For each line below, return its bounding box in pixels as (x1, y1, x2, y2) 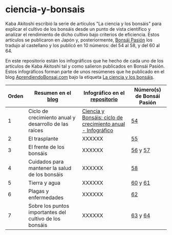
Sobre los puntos (28, 202, 70, 209)
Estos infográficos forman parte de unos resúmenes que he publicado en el (5, 68, 165, 75)
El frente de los (28, 143, 65, 151)
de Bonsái (135, 92, 160, 99)
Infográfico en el (83, 89, 125, 96)
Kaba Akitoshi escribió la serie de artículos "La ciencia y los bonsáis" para (5, 20, 162, 27)
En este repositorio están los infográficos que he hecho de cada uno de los (5, 57, 164, 63)
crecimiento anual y (28, 114, 76, 121)
